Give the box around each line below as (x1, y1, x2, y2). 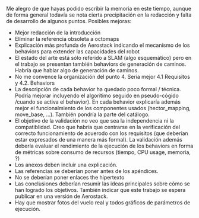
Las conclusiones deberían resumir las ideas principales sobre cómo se (14, 180, 190, 187)
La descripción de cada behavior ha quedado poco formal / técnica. (14, 86, 181, 92)
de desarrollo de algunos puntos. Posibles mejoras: (6, 18, 132, 24)
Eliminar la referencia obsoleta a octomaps (14, 36, 119, 42)
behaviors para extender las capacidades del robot (14, 48, 140, 55)
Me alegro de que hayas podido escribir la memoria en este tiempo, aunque (6, 5, 192, 12)
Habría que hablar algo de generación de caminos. (14, 67, 139, 73)
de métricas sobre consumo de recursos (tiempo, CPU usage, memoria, (14, 149, 191, 156)
